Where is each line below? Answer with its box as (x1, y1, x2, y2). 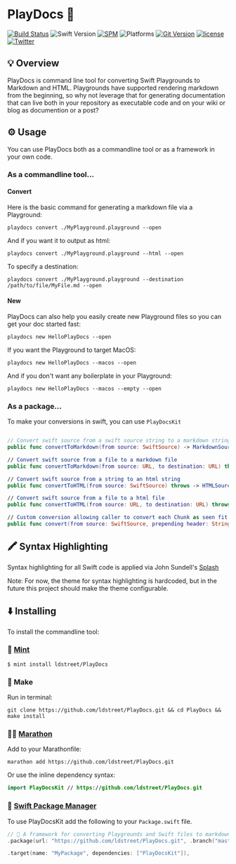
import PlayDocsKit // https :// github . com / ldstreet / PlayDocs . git (7, 785, 202, 792)
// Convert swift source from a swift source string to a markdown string (7, 437, 231, 445)
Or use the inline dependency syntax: (7, 771, 116, 779)
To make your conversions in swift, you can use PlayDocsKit (7, 417, 181, 426)
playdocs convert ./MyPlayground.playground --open (7, 224, 162, 231)
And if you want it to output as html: (7, 236, 111, 244)
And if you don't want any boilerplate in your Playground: (7, 372, 172, 380)
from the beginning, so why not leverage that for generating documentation (7, 91, 226, 99)
